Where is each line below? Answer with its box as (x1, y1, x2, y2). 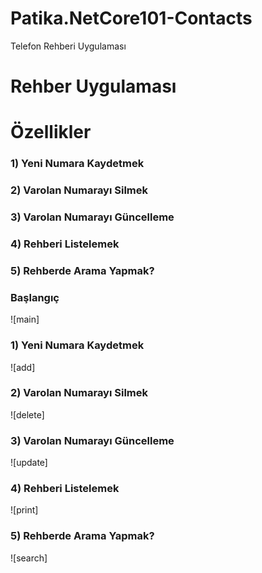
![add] (10, 361, 36, 373)
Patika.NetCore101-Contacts (10, 7, 253, 30)
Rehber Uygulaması (10, 75, 177, 98)
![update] (10, 457, 48, 469)
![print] (10, 504, 39, 516)
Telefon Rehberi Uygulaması (10, 40, 127, 52)
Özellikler (10, 121, 92, 144)
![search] (10, 552, 48, 564)
